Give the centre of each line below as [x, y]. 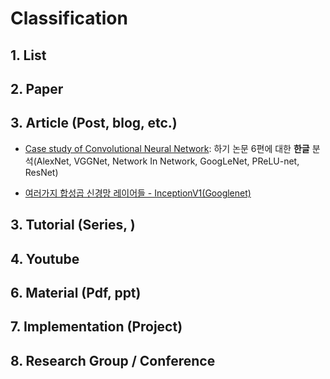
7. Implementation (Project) [96, 327]
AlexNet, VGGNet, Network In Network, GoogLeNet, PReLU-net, [168, 161]
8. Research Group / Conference [113, 360]
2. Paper [37, 88]
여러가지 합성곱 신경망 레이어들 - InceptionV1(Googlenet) [138, 193]
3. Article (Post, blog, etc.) [94, 123]
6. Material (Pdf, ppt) [76, 292]
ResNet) [41, 172]
